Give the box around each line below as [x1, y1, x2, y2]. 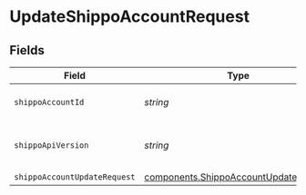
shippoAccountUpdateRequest [14, 172, 136, 182]
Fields [9, 43, 46, 58]
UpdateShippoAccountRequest [9, 6, 250, 27]
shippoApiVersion [14, 141, 89, 151]
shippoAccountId [14, 97, 85, 107]
